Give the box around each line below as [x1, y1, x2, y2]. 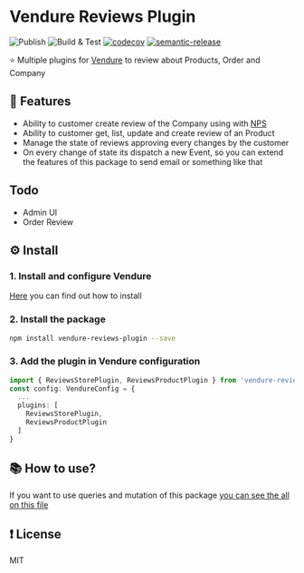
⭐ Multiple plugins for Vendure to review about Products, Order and [9, 54, 261, 65]
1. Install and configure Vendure [9, 269, 152, 282]
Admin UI [22, 207, 58, 218]
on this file [9, 499, 49, 510]
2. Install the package [9, 313, 106, 325]
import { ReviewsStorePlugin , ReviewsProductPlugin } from [9, 375, 237, 384]
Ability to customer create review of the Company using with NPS [22, 118, 267, 129]
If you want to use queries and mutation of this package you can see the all [9, 490, 290, 500]
